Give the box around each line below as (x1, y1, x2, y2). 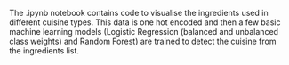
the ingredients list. (9, 45, 80, 56)
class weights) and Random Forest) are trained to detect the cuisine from (9, 36, 277, 46)
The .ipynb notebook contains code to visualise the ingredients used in (9, 8, 269, 18)
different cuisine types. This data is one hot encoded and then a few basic (9, 17, 281, 28)
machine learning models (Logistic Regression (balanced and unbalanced (9, 27, 278, 37)
